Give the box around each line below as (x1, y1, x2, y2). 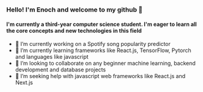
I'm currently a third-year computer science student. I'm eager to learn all (6, 21, 197, 28)
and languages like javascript (15, 53, 89, 61)
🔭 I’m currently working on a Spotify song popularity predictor (15, 41, 171, 48)
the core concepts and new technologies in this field (6, 27, 142, 34)
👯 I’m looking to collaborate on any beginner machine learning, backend (15, 60, 196, 67)
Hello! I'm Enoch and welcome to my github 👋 (6, 5, 143, 14)
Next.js (15, 79, 34, 87)
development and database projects (15, 66, 106, 73)
